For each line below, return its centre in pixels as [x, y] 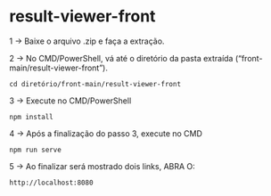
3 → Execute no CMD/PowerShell [70, 101]
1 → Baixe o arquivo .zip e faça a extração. [87, 41]
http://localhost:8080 [51, 183]
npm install [31, 117]
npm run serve [36, 150]
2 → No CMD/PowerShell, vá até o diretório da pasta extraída [121, 58]
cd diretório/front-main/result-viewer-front [95, 84]
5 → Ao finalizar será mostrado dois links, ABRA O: [103, 166]
